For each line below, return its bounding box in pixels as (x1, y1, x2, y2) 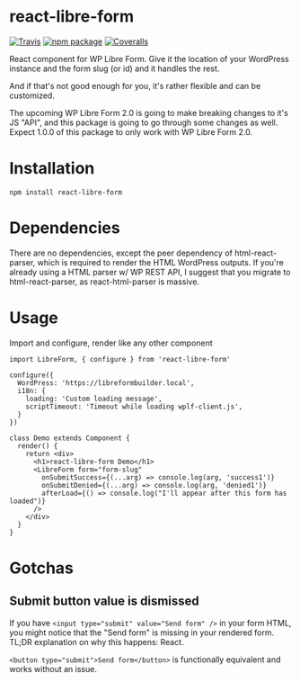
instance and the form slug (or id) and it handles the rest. (9, 63, 220, 74)
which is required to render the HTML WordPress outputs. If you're (37, 256, 285, 267)
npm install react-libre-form (9, 187, 123, 197)
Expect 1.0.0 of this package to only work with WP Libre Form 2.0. (9, 126, 253, 137)
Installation (9, 158, 95, 179)
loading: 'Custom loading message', (25, 394, 163, 403)
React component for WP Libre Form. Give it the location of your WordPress (9, 53, 289, 64)
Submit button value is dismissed (9, 594, 199, 609)
